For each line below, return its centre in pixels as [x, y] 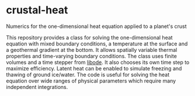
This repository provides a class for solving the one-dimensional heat [90, 37]
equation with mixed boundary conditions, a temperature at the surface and [97, 44]
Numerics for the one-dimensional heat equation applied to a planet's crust [96, 26]
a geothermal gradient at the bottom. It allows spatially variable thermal [92, 49]
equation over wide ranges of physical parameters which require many [91, 81]
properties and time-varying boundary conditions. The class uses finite [91, 56]
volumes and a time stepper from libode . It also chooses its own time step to [98, 62]
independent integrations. [37, 87]
